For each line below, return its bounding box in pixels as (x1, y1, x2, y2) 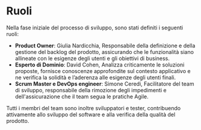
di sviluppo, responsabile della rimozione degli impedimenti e (14, 86, 167, 93)
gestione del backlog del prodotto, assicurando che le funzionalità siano (14, 48, 194, 55)
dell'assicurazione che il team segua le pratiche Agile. (14, 93, 149, 100)
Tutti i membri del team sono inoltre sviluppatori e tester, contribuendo (6, 104, 181, 111)
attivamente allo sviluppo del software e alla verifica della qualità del (6, 111, 176, 118)
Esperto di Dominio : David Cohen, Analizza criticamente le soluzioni (14, 61, 185, 68)
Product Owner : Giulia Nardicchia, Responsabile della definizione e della (14, 42, 196, 49)
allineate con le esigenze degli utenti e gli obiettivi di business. (14, 55, 170, 62)
